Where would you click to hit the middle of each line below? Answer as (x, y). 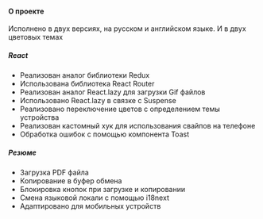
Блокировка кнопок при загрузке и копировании (102, 190)
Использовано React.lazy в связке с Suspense (98, 101)
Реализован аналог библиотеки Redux (85, 75)
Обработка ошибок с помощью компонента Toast (104, 134)
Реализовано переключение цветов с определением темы (120, 109)
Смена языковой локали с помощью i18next (94, 198)
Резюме (23, 152)
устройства (39, 117)
